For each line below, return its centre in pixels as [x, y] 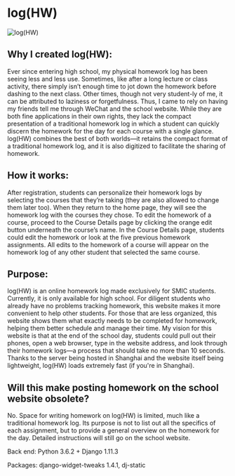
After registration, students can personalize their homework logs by [105, 192]
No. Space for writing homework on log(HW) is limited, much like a [103, 416]
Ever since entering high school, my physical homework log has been [108, 71]
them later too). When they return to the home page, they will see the [107, 207]
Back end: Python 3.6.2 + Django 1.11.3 [63, 451]
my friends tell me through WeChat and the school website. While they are [115, 108]
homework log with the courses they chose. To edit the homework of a [109, 215]
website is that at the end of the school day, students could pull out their [112, 336]
